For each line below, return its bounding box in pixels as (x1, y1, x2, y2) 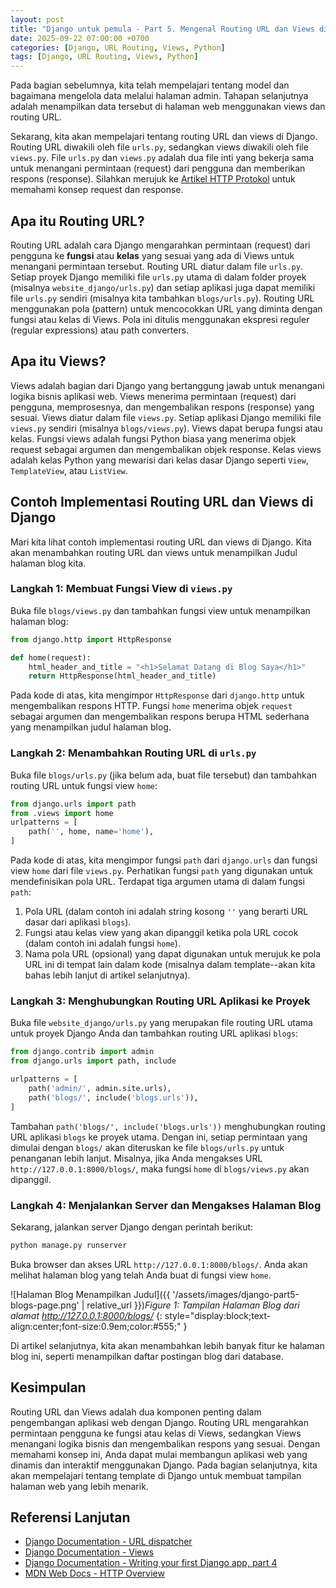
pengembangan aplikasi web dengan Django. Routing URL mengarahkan (10, 1416, 310, 1428)
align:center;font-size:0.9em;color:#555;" (10, 1320, 182, 1332)
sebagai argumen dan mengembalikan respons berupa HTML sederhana (10, 711, 310, 723)
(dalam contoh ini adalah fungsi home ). (24, 937, 181, 950)
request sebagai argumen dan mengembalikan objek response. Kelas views (10, 443, 322, 455)
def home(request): (10, 652, 92, 663)
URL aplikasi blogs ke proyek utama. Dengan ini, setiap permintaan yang (10, 1131, 308, 1143)
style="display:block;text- (164, 1309, 272, 1321)
